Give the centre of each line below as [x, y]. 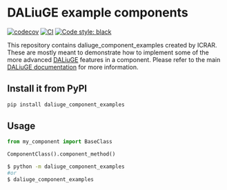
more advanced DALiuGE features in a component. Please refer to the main [114, 59]
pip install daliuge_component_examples [66, 105]
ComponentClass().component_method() [61, 154]
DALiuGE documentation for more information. [73, 67]
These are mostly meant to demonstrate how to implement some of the [108, 52]
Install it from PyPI [47, 88]
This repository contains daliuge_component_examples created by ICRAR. [112, 45]
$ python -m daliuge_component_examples [66, 167]
